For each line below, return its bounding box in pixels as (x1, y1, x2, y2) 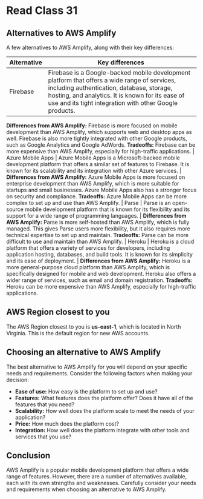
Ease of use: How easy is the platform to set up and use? (14, 387, 158, 395)
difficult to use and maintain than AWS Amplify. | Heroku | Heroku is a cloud (6, 238, 195, 245)
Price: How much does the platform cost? (14, 420, 120, 427)
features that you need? (14, 401, 74, 408)
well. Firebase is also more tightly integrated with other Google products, (6, 135, 187, 142)
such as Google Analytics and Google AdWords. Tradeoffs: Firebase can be (6, 141, 196, 149)
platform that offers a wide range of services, (48, 76, 176, 84)
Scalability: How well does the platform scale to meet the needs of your (14, 407, 195, 414)
